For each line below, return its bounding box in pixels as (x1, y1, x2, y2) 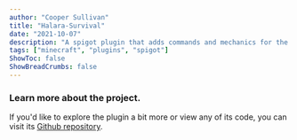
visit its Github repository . (9, 121, 103, 132)
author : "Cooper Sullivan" (9, 12, 109, 22)
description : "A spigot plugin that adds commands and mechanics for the (9, 37, 289, 47)
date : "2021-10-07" (9, 29, 82, 38)
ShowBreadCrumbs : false (9, 63, 98, 72)
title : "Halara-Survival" (9, 21, 105, 30)
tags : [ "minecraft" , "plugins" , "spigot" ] (9, 46, 169, 55)
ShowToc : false (9, 54, 66, 63)
